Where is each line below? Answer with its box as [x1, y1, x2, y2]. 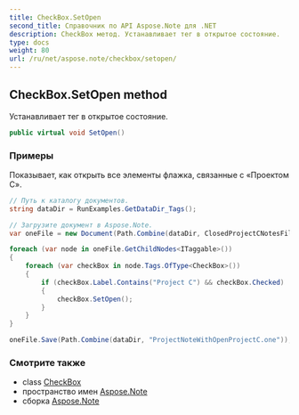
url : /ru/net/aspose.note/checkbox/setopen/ [9, 54, 177, 63]
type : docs [9, 37, 50, 47]
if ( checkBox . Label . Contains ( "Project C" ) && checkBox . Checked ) [41, 278, 285, 287]
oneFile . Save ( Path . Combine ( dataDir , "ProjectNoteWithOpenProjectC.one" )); [9, 336, 293, 345]
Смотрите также [9, 357, 86, 370]
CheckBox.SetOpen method [9, 87, 167, 102]
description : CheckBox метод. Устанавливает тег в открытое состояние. [9, 29, 280, 38]
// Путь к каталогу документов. [9, 196, 129, 205]
